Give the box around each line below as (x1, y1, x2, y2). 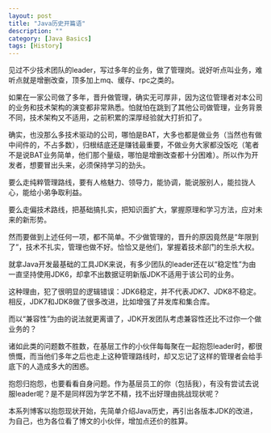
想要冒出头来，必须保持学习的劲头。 (29, 160, 150, 170)
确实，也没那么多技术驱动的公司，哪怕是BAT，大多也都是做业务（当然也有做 (8, 130, 262, 140)
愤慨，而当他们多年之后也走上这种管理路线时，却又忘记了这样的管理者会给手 (8, 351, 263, 361)
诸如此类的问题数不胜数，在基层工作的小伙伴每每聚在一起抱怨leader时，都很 (8, 342, 263, 351)
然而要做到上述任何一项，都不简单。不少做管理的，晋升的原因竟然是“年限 (8, 232, 252, 242)
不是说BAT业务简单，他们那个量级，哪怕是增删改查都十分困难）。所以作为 (8, 151, 252, 160)
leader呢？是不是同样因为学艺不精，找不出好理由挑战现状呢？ (15, 389, 220, 399)
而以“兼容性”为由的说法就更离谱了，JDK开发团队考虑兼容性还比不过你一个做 (8, 314, 262, 324)
